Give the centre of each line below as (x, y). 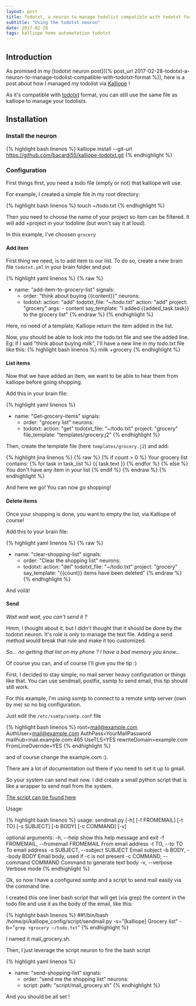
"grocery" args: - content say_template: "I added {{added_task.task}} (106, 308)
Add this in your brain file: (37, 394)
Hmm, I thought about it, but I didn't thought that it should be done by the (94, 628)
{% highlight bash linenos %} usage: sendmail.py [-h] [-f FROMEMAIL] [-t (94, 820)
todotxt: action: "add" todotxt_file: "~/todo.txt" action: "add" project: (105, 302)
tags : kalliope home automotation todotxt (58, 33)
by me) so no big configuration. (44, 704)
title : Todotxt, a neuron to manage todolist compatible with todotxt (94, 17)
